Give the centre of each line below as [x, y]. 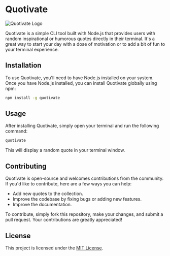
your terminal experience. [32, 49]
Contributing [26, 166]
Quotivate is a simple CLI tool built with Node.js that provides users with [80, 33]
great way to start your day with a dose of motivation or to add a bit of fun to [85, 44]
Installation [23, 65]
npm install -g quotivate [32, 98]
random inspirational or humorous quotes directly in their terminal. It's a [80, 39]
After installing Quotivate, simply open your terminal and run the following [82, 126]
